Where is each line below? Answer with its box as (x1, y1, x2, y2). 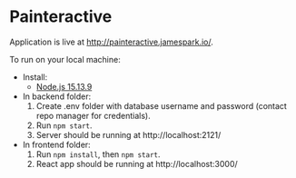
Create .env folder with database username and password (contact (35, 100, 288, 111)
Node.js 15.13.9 (35, 81, 93, 92)
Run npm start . (35, 120, 93, 131)
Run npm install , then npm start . (35, 148, 161, 160)
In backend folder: (22, 91, 92, 102)
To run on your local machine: (9, 54, 121, 64)
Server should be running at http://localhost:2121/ (35, 129, 222, 140)
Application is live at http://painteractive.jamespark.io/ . (9, 36, 213, 47)
